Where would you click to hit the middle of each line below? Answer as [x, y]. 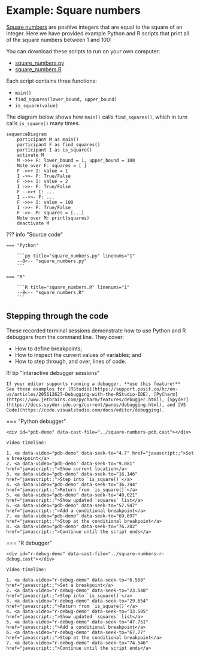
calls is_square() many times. [43, 123]
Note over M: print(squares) [53, 218]
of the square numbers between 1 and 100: [59, 40]
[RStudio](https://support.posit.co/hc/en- [123, 389]
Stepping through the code [57, 316]
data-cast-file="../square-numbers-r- [116, 554]
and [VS [176, 405]
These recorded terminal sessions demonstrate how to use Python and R [96, 331]
